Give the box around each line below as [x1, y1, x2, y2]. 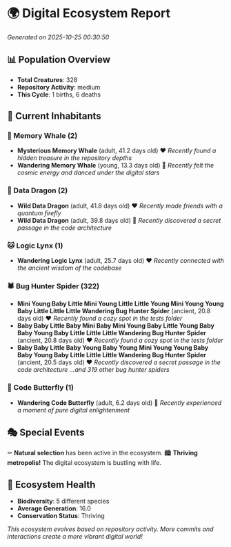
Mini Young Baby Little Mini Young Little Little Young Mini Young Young [17, 299, 224, 308]
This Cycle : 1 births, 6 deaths [17, 90, 101, 99]
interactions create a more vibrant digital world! [7, 533, 143, 541]
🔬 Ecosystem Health [7, 479, 96, 490]
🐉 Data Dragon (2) [7, 186, 68, 195]
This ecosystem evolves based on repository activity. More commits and [7, 525, 214, 533]
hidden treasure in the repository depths [17, 154, 132, 162]
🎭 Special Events [7, 427, 85, 439]
